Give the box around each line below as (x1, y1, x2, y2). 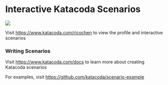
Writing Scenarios (5, 47, 51, 54)
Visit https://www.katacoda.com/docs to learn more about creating (5, 59, 145, 65)
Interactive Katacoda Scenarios (5, 4, 141, 15)
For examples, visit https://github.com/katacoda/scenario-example (5, 74, 144, 80)
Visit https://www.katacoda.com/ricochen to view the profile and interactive (5, 29, 163, 36)
